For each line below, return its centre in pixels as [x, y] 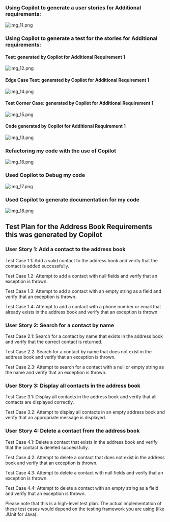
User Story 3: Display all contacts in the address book [73, 385]
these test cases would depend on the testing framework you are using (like [85, 509]
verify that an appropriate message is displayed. [56, 418]
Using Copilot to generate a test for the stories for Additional [81, 38]
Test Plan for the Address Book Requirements [79, 227]
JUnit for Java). [22, 514]
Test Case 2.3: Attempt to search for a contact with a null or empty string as [85, 367]
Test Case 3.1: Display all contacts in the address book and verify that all [81, 397]
